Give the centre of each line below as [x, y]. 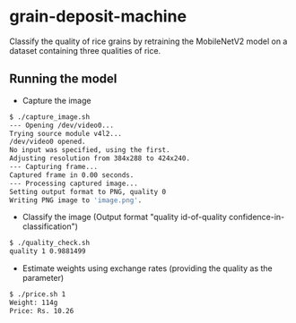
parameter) [43, 278]
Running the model [63, 79]
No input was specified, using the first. [90, 150]
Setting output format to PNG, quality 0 [88, 191]
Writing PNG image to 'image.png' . [76, 200]
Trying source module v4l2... [66, 133]
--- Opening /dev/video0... [62, 125]
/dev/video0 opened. [48, 142]
